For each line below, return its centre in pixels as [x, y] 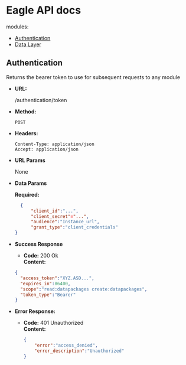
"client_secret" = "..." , [60, 216]
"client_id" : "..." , [54, 211]
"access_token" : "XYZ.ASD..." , [57, 278]
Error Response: [35, 311]
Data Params [31, 183]
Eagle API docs [44, 10]
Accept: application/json [46, 149]
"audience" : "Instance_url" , [65, 222]
